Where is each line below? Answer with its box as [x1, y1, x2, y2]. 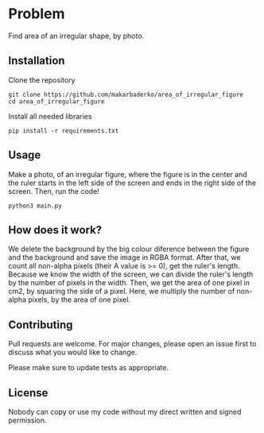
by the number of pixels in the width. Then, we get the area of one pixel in [8, 278, 250, 288]
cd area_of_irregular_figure [8, 97, 105, 106]
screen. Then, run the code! [8, 186, 99, 195]
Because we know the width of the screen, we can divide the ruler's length [8, 269, 254, 279]
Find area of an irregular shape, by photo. [8, 31, 145, 41]
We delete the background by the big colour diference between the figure [8, 244, 250, 254]
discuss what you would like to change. [8, 347, 138, 358]
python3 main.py [8, 202, 62, 210]
